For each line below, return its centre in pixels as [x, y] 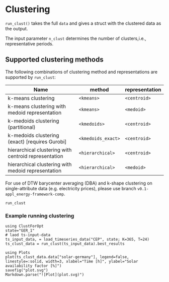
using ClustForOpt [24, 226]
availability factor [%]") [33, 266]
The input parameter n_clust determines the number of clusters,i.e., [76, 38]
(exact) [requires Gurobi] [37, 141]
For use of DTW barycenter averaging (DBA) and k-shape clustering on [79, 183]
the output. [17, 28]
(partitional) [22, 127]
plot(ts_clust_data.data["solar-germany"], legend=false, [67, 257]
